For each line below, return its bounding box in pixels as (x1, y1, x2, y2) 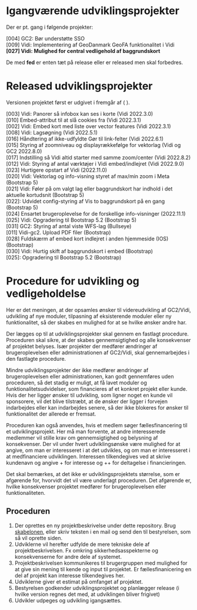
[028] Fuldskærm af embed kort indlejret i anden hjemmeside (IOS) (6, 235, 169, 242)
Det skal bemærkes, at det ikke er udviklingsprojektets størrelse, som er (6, 470, 181, 477)
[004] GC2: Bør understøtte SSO (6, 35, 85, 42)
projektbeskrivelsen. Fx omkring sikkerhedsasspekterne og (14, 547, 159, 554)
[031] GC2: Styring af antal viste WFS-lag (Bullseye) (6, 222, 132, 230)
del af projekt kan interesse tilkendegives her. (14, 572, 125, 579)
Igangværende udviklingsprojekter (6, 4, 179, 18)
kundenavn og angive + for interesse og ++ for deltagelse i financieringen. (6, 459, 186, 466)
